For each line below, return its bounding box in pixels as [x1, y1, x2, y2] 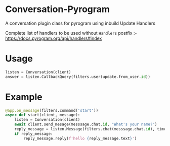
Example [5, 91, 42, 103]
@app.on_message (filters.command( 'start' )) [5, 108, 99, 113]
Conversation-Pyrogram [5, 4, 110, 15]
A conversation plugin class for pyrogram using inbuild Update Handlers [5, 20, 156, 26]
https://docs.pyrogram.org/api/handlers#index [5, 35, 102, 41]
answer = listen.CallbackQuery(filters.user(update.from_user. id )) [5, 74, 151, 79]
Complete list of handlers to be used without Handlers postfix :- [5, 30, 138, 36]
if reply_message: [14, 131, 53, 136]
